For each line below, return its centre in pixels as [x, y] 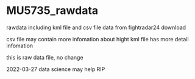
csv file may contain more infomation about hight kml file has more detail [97, 39]
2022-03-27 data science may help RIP [56, 69]
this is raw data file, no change [45, 57]
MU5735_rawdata [52, 11]
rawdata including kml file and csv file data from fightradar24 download [96, 27]
